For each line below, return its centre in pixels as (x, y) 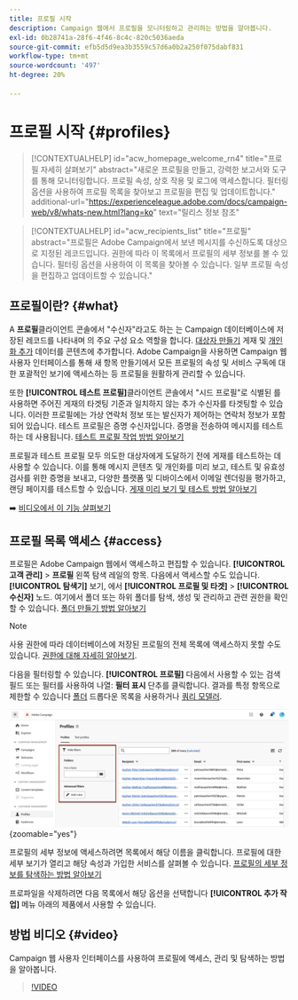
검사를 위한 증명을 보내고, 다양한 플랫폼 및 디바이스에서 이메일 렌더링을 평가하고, (148, 477)
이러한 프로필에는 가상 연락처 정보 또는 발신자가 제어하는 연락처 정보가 (149, 414)
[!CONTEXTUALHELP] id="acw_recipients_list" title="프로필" (141, 231)
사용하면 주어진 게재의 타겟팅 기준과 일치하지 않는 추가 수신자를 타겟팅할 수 (138, 403)
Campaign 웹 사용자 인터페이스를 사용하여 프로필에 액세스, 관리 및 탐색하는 (139, 957)
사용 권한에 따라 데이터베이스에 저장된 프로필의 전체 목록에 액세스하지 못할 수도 (145, 644)
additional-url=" (60, 201)
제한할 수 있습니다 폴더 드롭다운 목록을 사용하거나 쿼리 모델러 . (116, 697)
